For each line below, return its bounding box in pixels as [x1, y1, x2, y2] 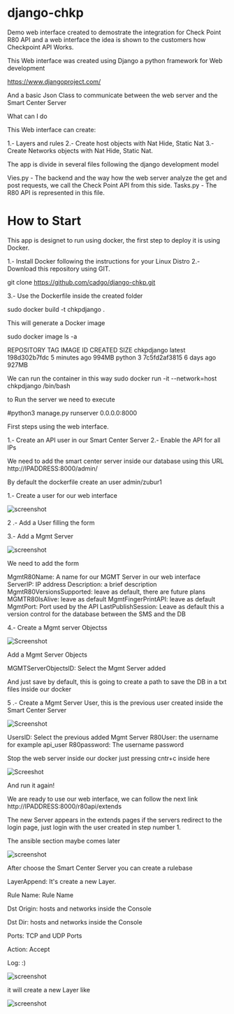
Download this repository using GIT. [7, 264, 110, 273]
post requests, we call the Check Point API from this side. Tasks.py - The [7, 180, 217, 190]
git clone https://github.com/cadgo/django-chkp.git [7, 278, 156, 286]
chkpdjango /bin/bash [7, 381, 71, 390]
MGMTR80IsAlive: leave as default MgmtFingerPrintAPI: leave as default [7, 594, 216, 603]
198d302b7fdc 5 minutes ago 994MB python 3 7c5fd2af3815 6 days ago [7, 353, 217, 362]
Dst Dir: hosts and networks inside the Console [7, 917, 142, 926]
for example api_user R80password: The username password [7, 740, 184, 749]
